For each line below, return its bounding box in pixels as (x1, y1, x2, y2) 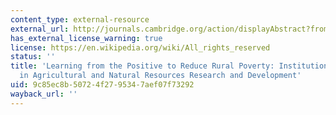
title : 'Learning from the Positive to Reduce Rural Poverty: (10, 61, 275, 71)
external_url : (10, 24, 70, 34)
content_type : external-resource (10, 14, 150, 25)
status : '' (10, 52, 56, 62)
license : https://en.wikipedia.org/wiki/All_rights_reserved (10, 42, 271, 53)
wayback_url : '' (10, 89, 78, 99)
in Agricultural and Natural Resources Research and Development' (19, 71, 302, 81)
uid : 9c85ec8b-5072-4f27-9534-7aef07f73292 (10, 80, 195, 90)
